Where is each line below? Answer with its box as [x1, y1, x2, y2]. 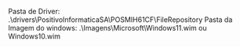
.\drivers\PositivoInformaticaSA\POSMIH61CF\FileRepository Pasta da [8, 15, 233, 24]
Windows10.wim [8, 31, 61, 41]
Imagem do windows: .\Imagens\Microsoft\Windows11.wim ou [8, 23, 207, 32]
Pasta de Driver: [8, 7, 60, 16]
